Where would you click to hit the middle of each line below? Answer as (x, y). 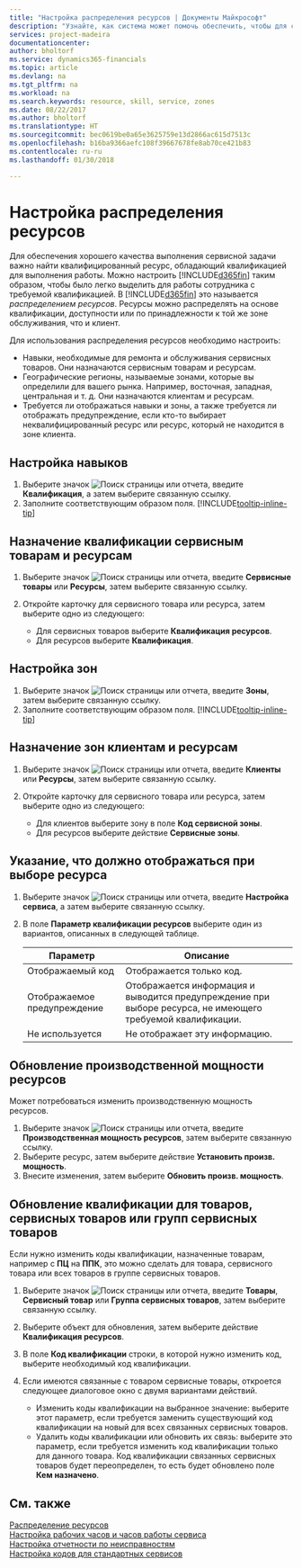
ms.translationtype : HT (54, 127)
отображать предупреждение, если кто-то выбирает (124, 416)
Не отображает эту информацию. (199, 1034)
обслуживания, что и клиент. (65, 323)
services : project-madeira (60, 34)
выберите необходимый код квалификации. (107, 1364)
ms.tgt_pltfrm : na (44, 85)
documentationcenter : (50, 43)
